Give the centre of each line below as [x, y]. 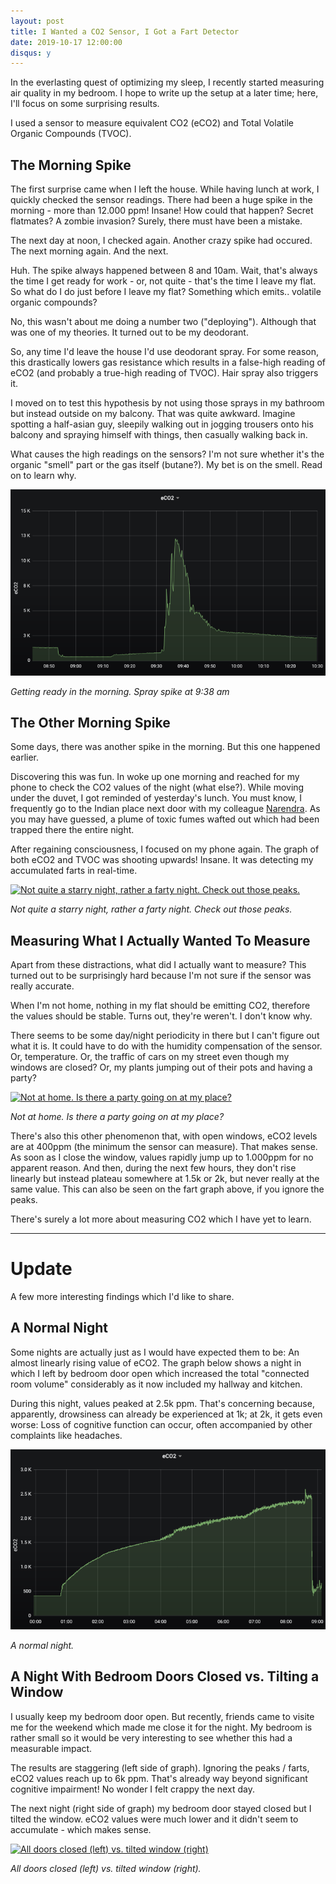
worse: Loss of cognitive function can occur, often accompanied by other [161, 1424]
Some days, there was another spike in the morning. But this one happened [165, 747]
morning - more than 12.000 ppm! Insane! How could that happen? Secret [162, 211]
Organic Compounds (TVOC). [71, 134]
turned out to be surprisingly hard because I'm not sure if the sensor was [161, 976]
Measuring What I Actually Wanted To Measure [160, 940]
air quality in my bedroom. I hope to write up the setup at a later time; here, [164, 93]
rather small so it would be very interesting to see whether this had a [151, 1737]
